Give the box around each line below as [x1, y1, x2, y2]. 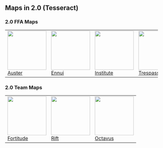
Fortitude [7, 135, 28, 142]
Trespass [138, 69, 160, 76]
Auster [7, 69, 23, 76]
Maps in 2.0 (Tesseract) [5, 4, 79, 12]
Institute [95, 69, 114, 76]
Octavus [95, 135, 114, 142]
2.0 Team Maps [5, 84, 43, 91]
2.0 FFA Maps [5, 18, 38, 25]
